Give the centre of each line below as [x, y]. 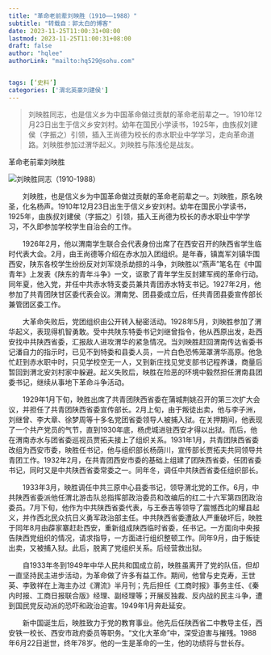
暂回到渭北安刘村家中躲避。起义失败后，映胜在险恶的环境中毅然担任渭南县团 [135, 372]
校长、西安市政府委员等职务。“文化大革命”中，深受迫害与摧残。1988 [143, 632]
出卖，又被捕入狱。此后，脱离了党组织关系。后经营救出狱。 [107, 547]
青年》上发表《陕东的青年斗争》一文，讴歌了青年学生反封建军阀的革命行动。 [135, 274]
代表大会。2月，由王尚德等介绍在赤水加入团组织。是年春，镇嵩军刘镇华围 [138, 254]
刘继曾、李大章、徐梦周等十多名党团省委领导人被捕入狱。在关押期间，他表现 [135, 419]
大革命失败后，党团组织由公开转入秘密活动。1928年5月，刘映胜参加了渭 [142, 321]
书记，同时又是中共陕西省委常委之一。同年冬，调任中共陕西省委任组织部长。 [135, 470]
